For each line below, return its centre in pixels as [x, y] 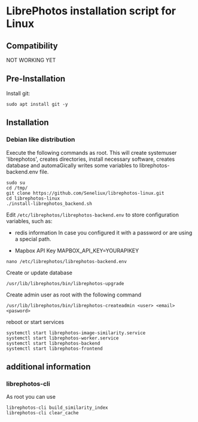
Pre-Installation [36, 79]
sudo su [16, 183]
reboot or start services [35, 322]
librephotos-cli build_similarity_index [57, 408]
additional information [48, 367]
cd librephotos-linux [33, 198]
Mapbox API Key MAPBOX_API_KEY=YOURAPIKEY [77, 250]
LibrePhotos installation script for [91, 11]
